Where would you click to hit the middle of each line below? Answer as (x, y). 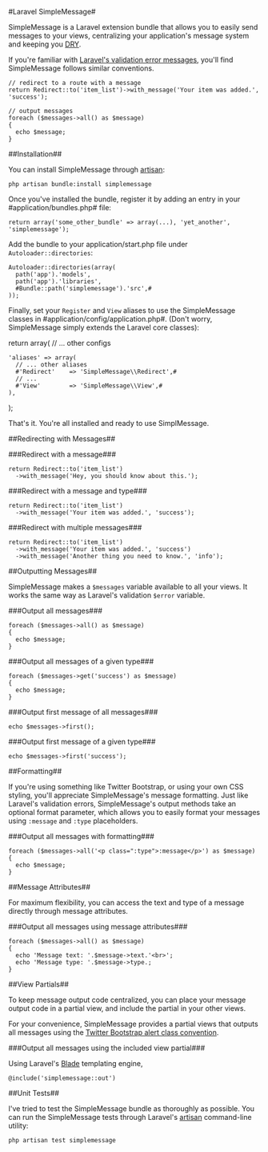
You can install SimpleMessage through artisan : (87, 169)
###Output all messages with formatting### (81, 836)
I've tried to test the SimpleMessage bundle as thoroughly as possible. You (131, 1109)
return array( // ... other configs (60, 343)
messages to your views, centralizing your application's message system (129, 36)
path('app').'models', (53, 274)
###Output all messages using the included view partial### (107, 1048)
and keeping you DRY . (45, 44)
